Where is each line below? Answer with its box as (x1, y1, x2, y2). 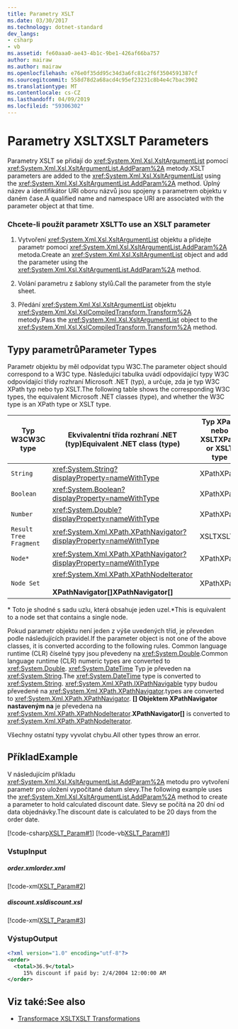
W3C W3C (11, 434, 46, 444)
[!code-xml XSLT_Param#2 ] (7, 882, 86, 890)
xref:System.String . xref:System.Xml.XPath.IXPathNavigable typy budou (7, 679, 217, 688)
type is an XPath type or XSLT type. (7, 399, 111, 408)
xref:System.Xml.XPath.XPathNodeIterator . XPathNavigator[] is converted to (7, 709, 230, 717)
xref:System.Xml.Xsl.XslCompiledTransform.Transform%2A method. (17, 323, 217, 331)
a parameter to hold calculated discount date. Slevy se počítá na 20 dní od (7, 800, 225, 808)
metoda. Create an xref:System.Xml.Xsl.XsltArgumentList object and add (17, 251, 228, 259)
